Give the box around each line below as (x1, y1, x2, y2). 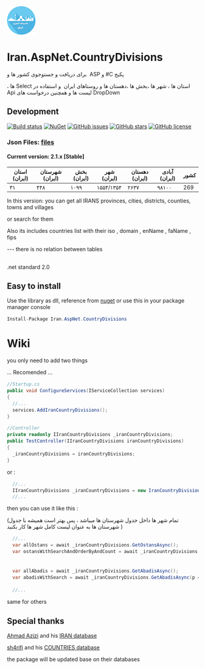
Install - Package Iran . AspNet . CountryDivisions (7, 316, 127, 323)
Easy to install (7, 281, 61, 291)
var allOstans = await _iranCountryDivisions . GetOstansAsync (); (12, 542, 179, 548)
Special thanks (7, 616, 64, 626)
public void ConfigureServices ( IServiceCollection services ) (7, 388, 165, 394)
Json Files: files (7, 138, 54, 146)
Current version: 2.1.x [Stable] (7, 153, 85, 160)
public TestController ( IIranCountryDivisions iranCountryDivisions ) (7, 438, 184, 445)
